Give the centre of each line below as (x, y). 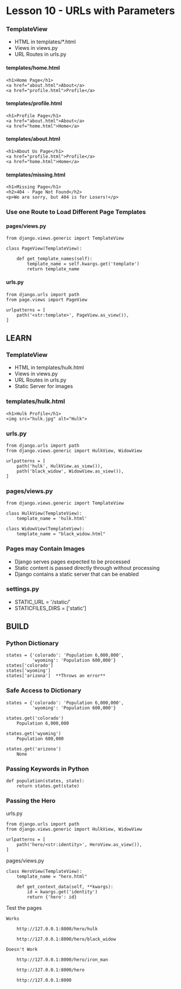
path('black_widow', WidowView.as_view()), (70, 471)
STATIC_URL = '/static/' (43, 601)
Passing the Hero (31, 801)
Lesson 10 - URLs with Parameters (90, 11)
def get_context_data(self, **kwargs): (65, 887)
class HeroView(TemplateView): (44, 872)
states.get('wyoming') (34, 733)
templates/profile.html (34, 103)
